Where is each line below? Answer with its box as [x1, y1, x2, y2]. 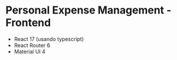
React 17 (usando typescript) [14, 35, 84, 42]
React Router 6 [14, 42, 51, 49]
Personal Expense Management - [5, 4, 172, 17]
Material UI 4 [14, 48, 46, 55]
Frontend [5, 16, 51, 29]
